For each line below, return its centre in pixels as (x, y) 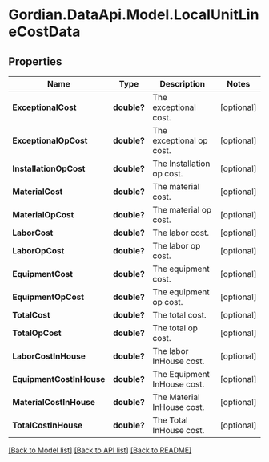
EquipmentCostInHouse (59, 379)
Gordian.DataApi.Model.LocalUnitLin (134, 15)
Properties (35, 61)
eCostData (44, 32)
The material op (182, 210)
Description (183, 84)
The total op (175, 328)
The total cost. (179, 315)
